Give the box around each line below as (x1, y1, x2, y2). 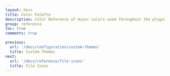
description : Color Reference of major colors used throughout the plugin (5, 17, 166, 22)
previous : (5, 40, 26, 45)
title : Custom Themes (10, 49, 56, 54)
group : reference (5, 21, 42, 27)
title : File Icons (10, 63, 49, 68)
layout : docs (5, 7, 33, 13)
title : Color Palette (5, 12, 51, 17)
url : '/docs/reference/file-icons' (10, 58, 85, 63)
